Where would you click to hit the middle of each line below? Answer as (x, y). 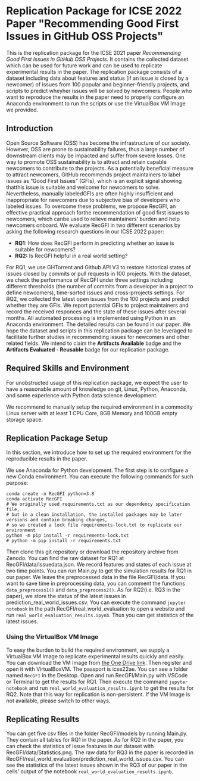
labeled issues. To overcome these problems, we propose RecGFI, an (91, 206)
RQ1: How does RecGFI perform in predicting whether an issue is (94, 243)
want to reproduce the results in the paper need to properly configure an (95, 97)
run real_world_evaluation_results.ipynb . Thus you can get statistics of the (100, 615)
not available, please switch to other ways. (58, 701)
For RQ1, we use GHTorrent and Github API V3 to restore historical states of (99, 267)
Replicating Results (43, 719)
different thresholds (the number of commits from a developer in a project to (100, 286)
